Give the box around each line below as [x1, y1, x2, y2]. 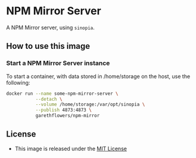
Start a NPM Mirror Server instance [6, 59, 110, 67]
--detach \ [35, 96, 63, 102]
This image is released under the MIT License [14, 145, 127, 152]
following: [6, 79, 30, 86]
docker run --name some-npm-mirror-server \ [6, 91, 119, 97]
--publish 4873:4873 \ [35, 107, 92, 113]
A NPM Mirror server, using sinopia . [6, 24, 95, 31]
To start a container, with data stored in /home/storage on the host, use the [6, 73, 191, 80]
